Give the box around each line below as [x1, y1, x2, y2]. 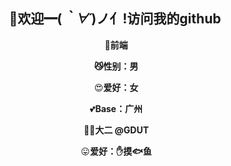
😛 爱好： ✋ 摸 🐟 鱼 [80, 145, 152, 157]
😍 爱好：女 [93, 81, 139, 93]
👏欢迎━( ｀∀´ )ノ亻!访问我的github [8, 10, 222, 28]
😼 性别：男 [93, 60, 139, 72]
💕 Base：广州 [89, 102, 143, 114]
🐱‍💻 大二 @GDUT [83, 124, 150, 136]
